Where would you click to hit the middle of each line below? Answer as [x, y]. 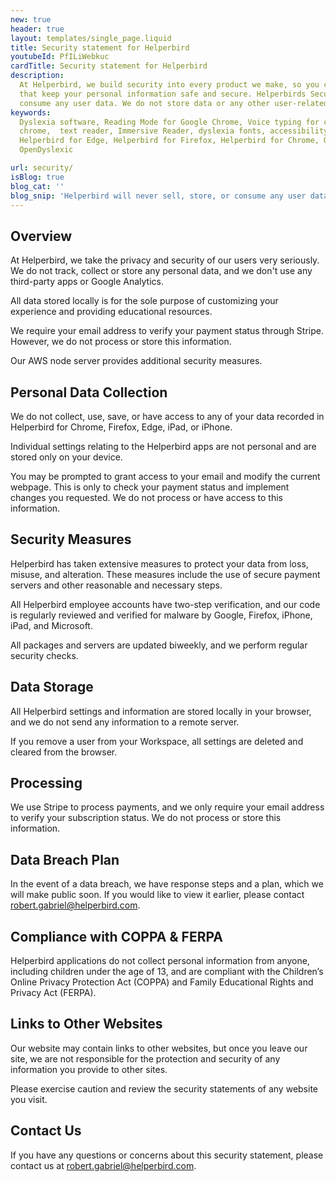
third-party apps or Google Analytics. [87, 282]
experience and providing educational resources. [111, 312]
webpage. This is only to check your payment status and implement [150, 487]
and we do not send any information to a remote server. [125, 722]
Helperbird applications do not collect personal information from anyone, [160, 961]
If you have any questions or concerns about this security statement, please [167, 1155]
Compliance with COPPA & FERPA [116, 936]
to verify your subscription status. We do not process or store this [146, 818]
